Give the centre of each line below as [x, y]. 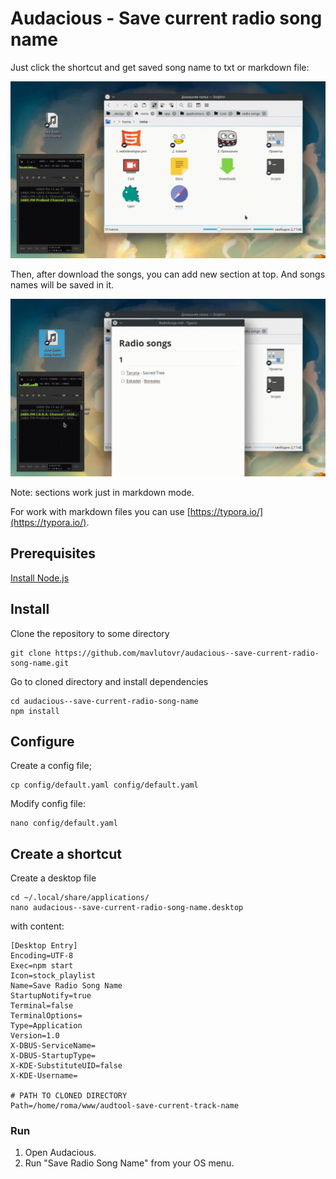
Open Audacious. [60, 1153]
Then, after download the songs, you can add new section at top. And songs [168, 274]
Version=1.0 [35, 1036]
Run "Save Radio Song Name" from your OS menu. [129, 1163]
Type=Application [46, 1026]
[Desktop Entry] [44, 946]
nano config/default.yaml [64, 823]
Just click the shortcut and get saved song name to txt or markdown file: [160, 67]
